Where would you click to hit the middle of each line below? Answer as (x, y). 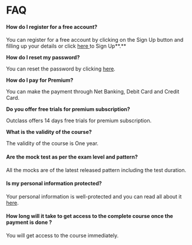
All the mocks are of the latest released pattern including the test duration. (96, 170)
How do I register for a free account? (52, 26)
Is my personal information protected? (54, 183)
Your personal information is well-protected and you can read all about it (94, 196)
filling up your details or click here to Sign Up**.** (66, 46)
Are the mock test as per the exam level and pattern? (72, 157)
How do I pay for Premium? (40, 80)
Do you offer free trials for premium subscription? (68, 109)
